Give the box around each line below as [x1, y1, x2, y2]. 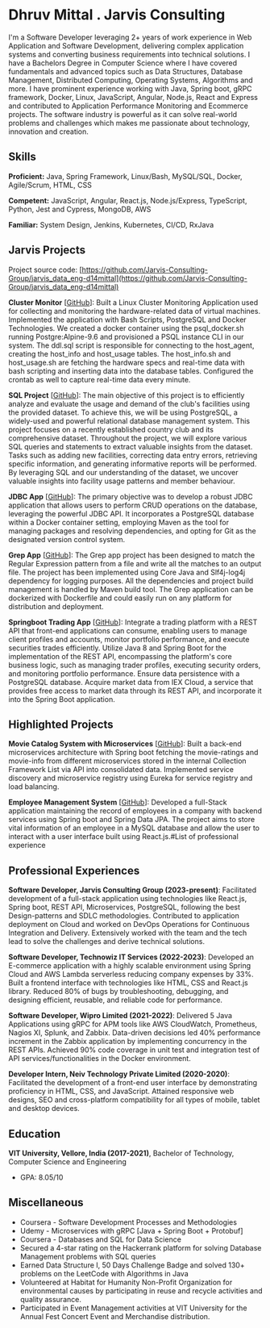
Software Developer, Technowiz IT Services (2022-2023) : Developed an [8, 952, 255, 962]
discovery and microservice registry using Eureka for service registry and [8, 773, 253, 783]
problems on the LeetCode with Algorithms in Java [19, 1268, 189, 1278]
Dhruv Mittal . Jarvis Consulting [8, 6, 226, 24]
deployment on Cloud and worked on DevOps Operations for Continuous [8, 920, 250, 929]
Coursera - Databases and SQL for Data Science [19, 1234, 181, 1244]
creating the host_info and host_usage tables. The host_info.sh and [8, 349, 231, 358]
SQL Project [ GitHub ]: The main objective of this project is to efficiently [8, 390, 245, 400]
